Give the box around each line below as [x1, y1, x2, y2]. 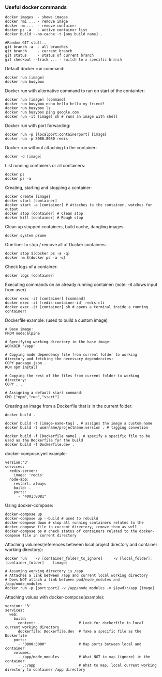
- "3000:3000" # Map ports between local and [17, 642, 142, 647]
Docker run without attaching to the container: [5, 145, 97, 151]
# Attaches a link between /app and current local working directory [5, 573, 148, 578]
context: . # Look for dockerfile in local [17, 621, 144, 626]
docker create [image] [5, 194, 51, 199]
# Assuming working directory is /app [5, 569, 83, 574]
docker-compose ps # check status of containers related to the [5, 529, 137, 534]
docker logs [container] [5, 273, 55, 278]
